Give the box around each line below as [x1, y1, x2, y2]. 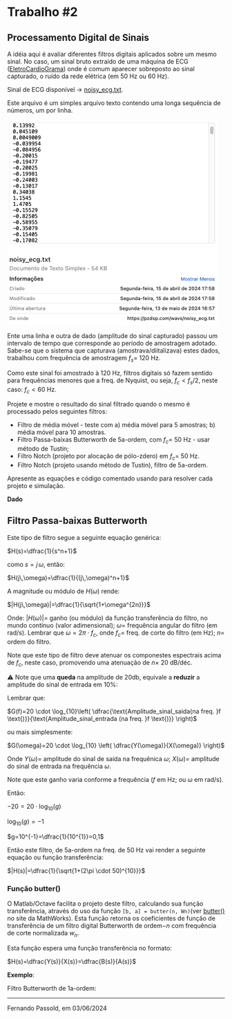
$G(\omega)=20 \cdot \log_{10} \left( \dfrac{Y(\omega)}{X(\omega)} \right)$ [7, 741, 225, 750]
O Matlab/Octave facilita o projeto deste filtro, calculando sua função [7, 899, 204, 908]
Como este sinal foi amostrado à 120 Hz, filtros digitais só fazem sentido [7, 368, 213, 377]
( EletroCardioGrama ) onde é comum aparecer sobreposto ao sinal [7, 65, 195, 73]
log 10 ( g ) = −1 [7, 817, 44, 827]
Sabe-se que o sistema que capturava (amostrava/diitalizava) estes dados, [7, 346, 220, 355]
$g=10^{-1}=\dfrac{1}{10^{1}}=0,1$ [7, 832, 104, 841]
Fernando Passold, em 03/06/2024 [7, 1004, 107, 1013]
